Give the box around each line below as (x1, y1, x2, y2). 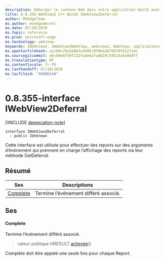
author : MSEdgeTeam (5, 16, 45, 21)
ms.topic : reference (5, 30, 48, 35)
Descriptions (62, 181, 93, 188)
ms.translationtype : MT (5, 58, 54, 63)
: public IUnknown (9, 133, 48, 138)
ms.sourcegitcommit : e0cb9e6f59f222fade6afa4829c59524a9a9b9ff (5, 53, 138, 58)
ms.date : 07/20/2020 (5, 26, 48, 31)
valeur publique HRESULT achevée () (17, 241, 91, 247)
